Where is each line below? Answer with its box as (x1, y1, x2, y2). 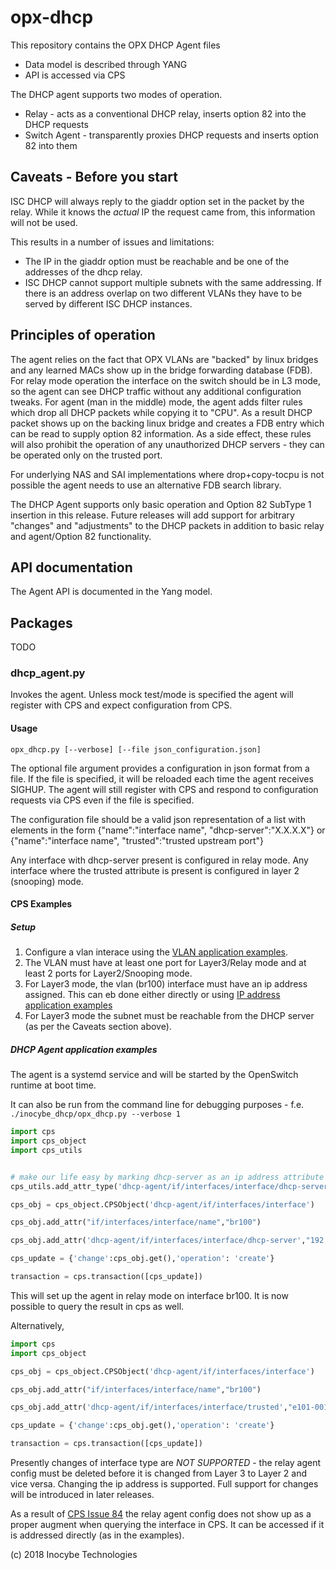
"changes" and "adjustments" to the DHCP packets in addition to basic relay (10, 519, 325, 531)
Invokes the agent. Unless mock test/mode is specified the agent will (10, 689, 294, 701)
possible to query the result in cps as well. (10, 1300, 185, 1312)
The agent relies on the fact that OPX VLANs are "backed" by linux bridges (10, 353, 319, 365)
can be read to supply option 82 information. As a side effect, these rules (10, 427, 312, 440)
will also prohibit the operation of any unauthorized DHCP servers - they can (10, 438, 325, 450)
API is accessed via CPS (24, 69, 126, 81)
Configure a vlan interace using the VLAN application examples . (24, 946, 289, 958)
